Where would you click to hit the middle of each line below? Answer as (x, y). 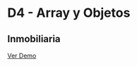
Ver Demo (22, 55)
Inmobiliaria (34, 39)
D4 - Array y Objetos (69, 13)
